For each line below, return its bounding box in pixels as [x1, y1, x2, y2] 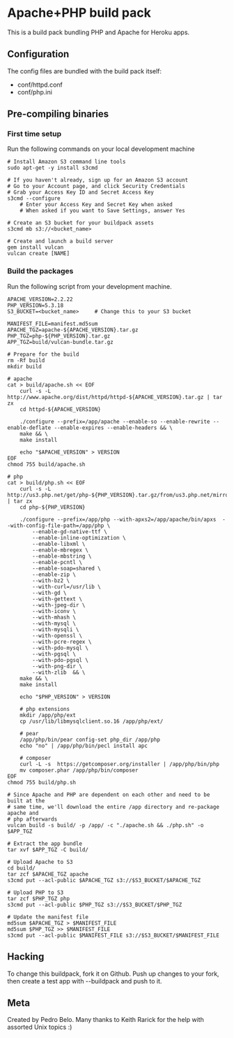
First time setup [7, 129, 62, 139]
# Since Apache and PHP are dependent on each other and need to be [7, 791, 210, 798]
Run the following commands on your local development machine [7, 145, 195, 153]
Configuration [7, 48, 70, 60]
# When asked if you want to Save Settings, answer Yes [19, 208, 186, 215]
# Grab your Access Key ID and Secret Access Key [7, 189, 155, 196]
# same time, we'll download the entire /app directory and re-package [7, 803, 219, 810]
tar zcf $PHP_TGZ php [7, 895, 70, 902]
